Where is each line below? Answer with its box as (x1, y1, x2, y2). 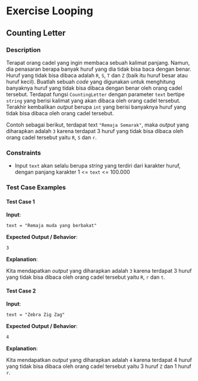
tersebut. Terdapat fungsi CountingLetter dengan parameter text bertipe (6, 90, 185, 97)
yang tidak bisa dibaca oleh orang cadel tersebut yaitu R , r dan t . (6, 273, 165, 281)
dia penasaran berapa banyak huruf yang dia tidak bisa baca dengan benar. (6, 65, 191, 73)
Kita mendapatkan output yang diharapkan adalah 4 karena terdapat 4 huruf (6, 357, 192, 363)
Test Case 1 (6, 198, 35, 205)
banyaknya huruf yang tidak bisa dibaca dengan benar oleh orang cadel (6, 84, 183, 92)
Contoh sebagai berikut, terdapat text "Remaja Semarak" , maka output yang (6, 121, 189, 128)
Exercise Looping (6, 4, 93, 18)
